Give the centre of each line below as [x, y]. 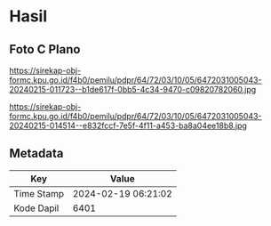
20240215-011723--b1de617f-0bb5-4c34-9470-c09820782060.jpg [133, 89]
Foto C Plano [45, 49]
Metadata [36, 153]
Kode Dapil [36, 208]
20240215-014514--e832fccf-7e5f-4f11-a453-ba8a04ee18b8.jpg [128, 125]
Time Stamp [39, 193]
